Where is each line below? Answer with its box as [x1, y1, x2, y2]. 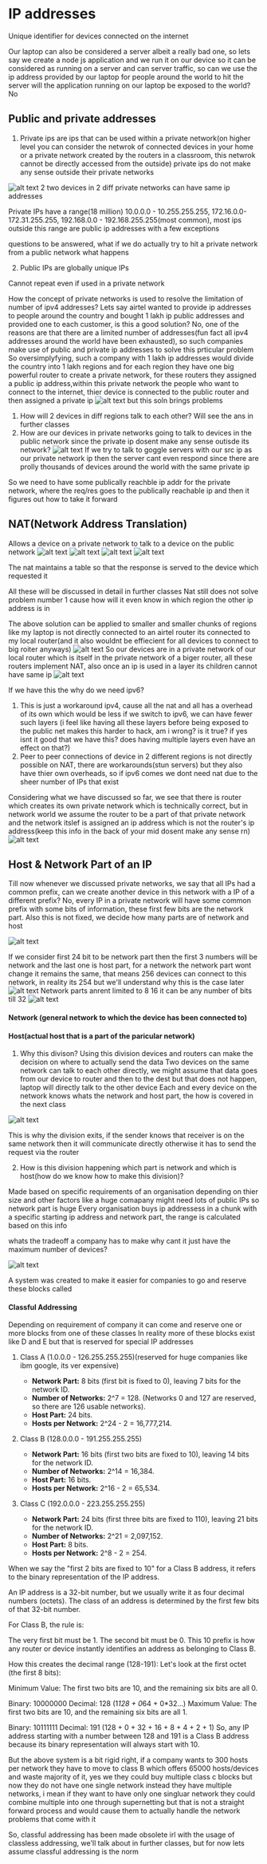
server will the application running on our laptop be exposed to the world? [8, 81, 251, 90]
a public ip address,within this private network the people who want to [8, 378, 239, 388]
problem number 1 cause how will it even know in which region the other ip [8, 595, 253, 605]
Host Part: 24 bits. [31, 1410, 93, 1420]
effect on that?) [19, 743, 71, 752]
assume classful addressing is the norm [8, 1847, 139, 1857]
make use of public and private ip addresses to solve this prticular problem [8, 345, 254, 354]
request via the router [8, 1148, 80, 1157]
